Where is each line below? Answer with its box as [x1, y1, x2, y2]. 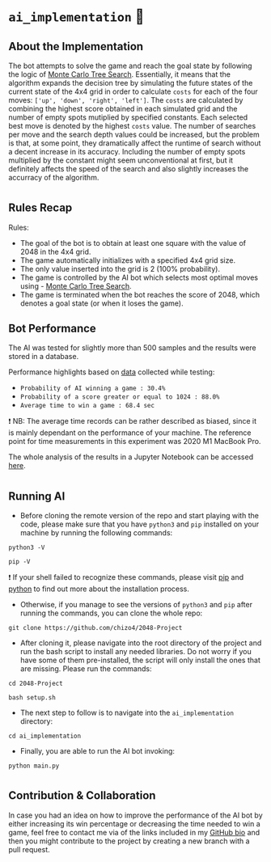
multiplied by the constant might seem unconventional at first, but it [8, 155, 233, 165]
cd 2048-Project [8, 679, 63, 688]
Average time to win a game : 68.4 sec [19, 402, 155, 410]
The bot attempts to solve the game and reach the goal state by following [8, 61, 252, 70]
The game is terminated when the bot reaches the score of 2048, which [19, 289, 260, 299]
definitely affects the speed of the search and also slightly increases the [8, 164, 249, 173]
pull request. [8, 844, 50, 854]
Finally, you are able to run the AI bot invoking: [19, 746, 176, 756]
